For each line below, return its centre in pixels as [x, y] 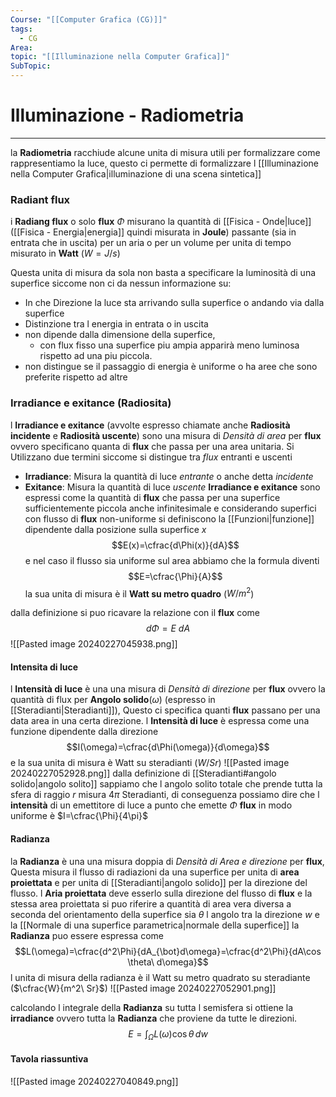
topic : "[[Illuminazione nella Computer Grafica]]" [120, 57]
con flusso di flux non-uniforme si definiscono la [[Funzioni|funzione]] [169, 518]
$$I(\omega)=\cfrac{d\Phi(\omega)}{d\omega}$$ [168, 747]
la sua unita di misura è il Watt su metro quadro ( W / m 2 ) [139, 593]
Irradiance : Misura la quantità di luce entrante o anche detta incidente [169, 476]
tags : [21, 29]
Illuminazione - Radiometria [127, 115]
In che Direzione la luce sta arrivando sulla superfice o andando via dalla [174, 303]
